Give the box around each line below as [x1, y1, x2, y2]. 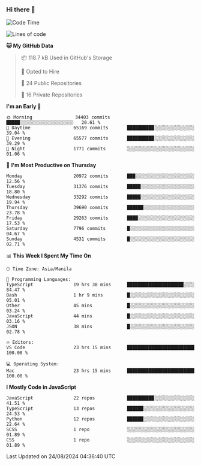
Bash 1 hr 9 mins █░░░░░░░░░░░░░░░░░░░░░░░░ [6, 292, 195, 298]
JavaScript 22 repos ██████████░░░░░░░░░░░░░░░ [6, 395, 195, 401]
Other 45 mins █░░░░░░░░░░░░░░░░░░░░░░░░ [6, 302, 195, 309]
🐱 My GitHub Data [6, 42, 54, 50]
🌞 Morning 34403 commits [6, 114, 110, 120]
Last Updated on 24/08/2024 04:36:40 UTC [6, 453, 116, 460]
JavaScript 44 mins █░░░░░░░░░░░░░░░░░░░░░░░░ [6, 313, 195, 319]
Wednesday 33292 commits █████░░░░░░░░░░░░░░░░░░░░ [6, 194, 195, 200]
